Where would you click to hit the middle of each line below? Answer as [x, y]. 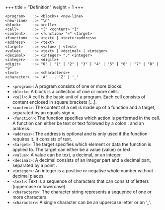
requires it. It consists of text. [42, 139]
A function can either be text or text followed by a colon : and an [78, 123]
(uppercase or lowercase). [40, 186]
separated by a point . [35, 165]
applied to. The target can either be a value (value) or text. [72, 149]
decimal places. [28, 176]
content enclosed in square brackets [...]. [54, 102]
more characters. [30, 197]
